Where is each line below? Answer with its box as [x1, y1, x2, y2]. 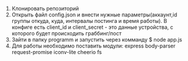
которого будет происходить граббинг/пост [11, 30, 122, 37]
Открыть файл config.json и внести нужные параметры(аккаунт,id [11, 11, 177, 18]
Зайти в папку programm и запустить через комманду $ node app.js [11, 36, 182, 43]
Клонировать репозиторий [11, 5, 79, 12]
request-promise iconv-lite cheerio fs [11, 49, 102, 55]
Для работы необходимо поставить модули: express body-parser [11, 42, 176, 49]
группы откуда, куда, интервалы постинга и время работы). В [11, 18, 167, 24]
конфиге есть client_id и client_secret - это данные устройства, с [11, 23, 173, 30]
